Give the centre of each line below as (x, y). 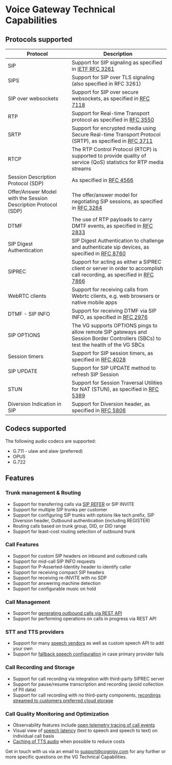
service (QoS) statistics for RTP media (117, 162)
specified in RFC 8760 (99, 253)
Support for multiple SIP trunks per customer (60, 509)
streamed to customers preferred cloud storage (63, 700)
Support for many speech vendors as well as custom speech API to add (88, 643)
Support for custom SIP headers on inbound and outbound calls (80, 556)
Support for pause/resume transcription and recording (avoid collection (88, 684)
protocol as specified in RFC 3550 (113, 120)
